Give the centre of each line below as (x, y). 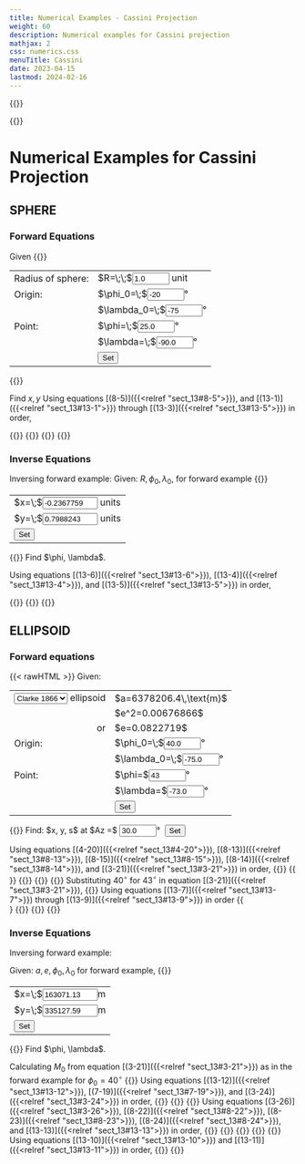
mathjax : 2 (30, 43)
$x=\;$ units (67, 502)
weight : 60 (30, 26)
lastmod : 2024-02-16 (49, 77)
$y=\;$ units (67, 518)
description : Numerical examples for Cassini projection (120, 35)
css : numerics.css (44, 52)
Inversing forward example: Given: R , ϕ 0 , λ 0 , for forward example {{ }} (139, 479)
